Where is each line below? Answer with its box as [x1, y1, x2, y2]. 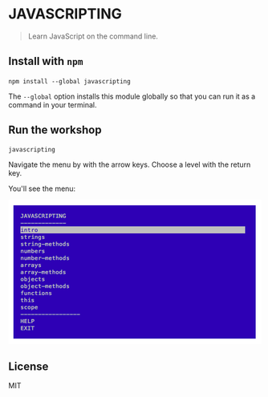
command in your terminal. [8, 99, 97, 109]
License [8, 359, 49, 373]
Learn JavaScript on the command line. [27, 31, 159, 41]
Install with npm [8, 55, 83, 68]
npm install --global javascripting [8, 77, 131, 85]
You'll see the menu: [8, 184, 76, 193]
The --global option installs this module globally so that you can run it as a [8, 91, 256, 101]
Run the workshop [8, 124, 102, 137]
